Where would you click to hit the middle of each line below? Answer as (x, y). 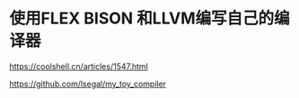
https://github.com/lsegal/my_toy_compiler (88, 84)
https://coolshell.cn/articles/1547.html (79, 66)
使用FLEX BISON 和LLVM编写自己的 (142, 18)
